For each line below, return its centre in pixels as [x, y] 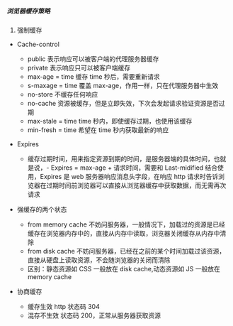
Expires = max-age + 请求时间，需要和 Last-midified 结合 [134, 168]
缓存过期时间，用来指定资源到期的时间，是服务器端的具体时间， [120, 158]
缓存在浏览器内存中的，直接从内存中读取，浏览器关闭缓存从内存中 [124, 233]
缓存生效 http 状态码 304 [63, 306]
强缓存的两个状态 [42, 209]
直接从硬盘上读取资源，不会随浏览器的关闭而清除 [99, 260]
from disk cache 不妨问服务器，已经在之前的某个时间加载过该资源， [126, 251]
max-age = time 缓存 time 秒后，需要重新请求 [93, 76]
